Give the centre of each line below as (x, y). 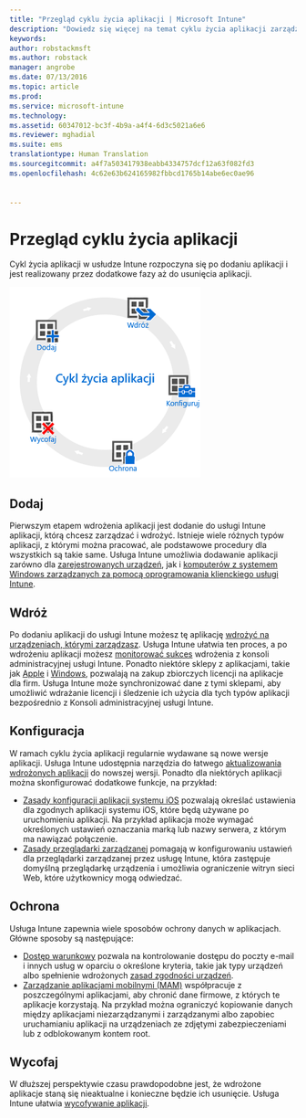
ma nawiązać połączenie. (70, 838)
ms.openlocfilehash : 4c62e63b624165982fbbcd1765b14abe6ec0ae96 (132, 174)
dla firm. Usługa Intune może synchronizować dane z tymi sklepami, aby (145, 683)
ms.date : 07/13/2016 (49, 78)
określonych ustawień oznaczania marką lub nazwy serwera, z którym (154, 829)
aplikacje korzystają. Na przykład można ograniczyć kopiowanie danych (158, 1004)
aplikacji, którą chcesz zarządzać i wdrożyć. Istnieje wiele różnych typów (147, 535)
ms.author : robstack (49, 58)
